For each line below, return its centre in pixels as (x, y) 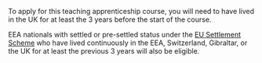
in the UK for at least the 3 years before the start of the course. (110, 19)
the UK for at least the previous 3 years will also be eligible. (104, 51)
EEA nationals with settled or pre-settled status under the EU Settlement (125, 35)
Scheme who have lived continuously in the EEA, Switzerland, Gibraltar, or (128, 43)
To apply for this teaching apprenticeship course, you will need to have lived (131, 11)
